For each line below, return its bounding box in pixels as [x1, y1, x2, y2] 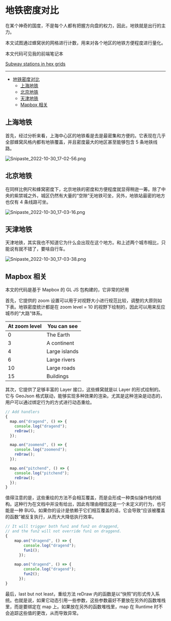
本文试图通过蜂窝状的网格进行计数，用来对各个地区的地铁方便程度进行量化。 [5, 39, 166, 46]
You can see [47, 322, 78, 330]
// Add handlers [5, 409, 40, 415]
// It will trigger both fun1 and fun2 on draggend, [5, 524, 120, 529]
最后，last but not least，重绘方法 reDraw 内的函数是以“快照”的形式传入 [5, 590, 156, 597]
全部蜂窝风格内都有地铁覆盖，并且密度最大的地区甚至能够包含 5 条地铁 [5, 139, 154, 145]
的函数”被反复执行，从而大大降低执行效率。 [5, 514, 97, 520]
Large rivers [46, 356, 75, 363]
